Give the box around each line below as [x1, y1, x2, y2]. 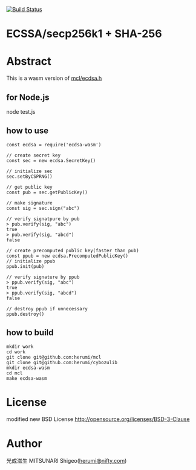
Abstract [6, 54, 51, 68]
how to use [6, 126, 49, 136]
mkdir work [6, 344, 34, 350]
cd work [6, 348, 26, 355]
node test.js [6, 108, 36, 115]
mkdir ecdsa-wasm [6, 365, 50, 371]
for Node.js [6, 92, 50, 102]
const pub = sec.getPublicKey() [6, 189, 88, 195]
